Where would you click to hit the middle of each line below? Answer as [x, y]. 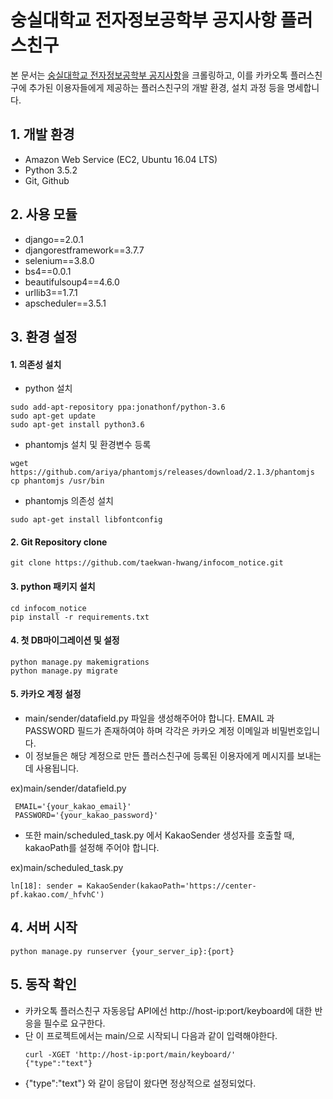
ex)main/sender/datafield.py [68, 788]
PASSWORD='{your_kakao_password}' [86, 815]
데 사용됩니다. [52, 768]
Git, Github [47, 180]
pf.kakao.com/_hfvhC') [57, 894]
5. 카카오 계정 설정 [46, 694]
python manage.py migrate [64, 671]
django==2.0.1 [54, 239]
